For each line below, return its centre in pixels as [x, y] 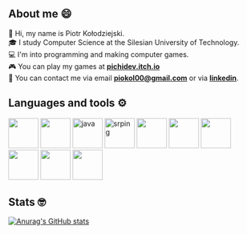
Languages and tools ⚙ [68, 103]
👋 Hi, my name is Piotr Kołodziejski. [67, 33]
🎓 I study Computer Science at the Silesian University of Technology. [124, 42]
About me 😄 [40, 14]
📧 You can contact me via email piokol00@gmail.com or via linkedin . [123, 78]
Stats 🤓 [27, 202]
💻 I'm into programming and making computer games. [99, 54]
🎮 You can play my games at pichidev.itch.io [84, 66]
